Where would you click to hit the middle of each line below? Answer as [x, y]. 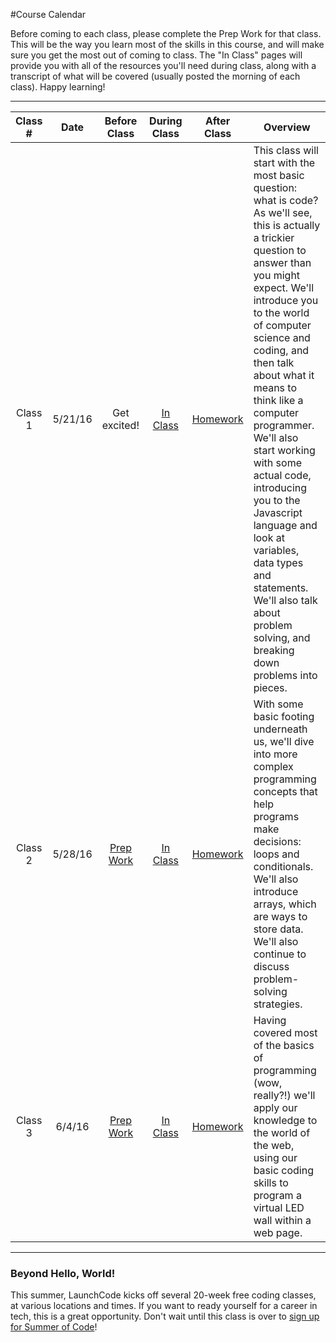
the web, [274, 1145]
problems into [285, 675]
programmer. [284, 425]
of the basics [284, 1045]
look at [269, 537]
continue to [280, 954]
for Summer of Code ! [54, 1327]
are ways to [280, 916]
